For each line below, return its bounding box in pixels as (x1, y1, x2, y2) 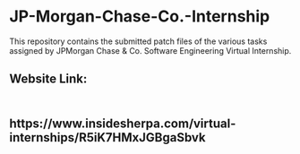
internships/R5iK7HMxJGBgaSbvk (9, 130, 206, 145)
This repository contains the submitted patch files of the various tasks (9, 36, 268, 47)
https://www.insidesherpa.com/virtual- (9, 115, 236, 131)
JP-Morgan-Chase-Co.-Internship (9, 6, 270, 27)
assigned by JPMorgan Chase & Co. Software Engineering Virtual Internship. (9, 45, 292, 56)
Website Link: (9, 72, 88, 87)
